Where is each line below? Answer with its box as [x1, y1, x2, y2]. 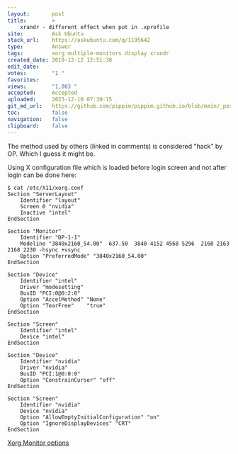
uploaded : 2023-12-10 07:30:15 [7, 96, 113, 103]
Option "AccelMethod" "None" [20, 295, 106, 303]
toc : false [7, 109, 69, 116]
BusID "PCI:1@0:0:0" [20, 370, 81, 378]
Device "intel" [20, 333, 65, 340]
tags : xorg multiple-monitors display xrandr [7, 50, 170, 57]
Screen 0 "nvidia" [20, 203, 74, 210]
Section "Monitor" [7, 227, 62, 234]
